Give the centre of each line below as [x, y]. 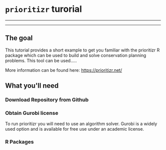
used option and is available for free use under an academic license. [75, 129]
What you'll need [32, 86]
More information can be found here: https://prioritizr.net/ [64, 70]
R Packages [20, 142]
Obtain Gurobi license [32, 113]
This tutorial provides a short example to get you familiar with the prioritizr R [82, 50]
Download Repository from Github [47, 100]
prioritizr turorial [44, 9]
